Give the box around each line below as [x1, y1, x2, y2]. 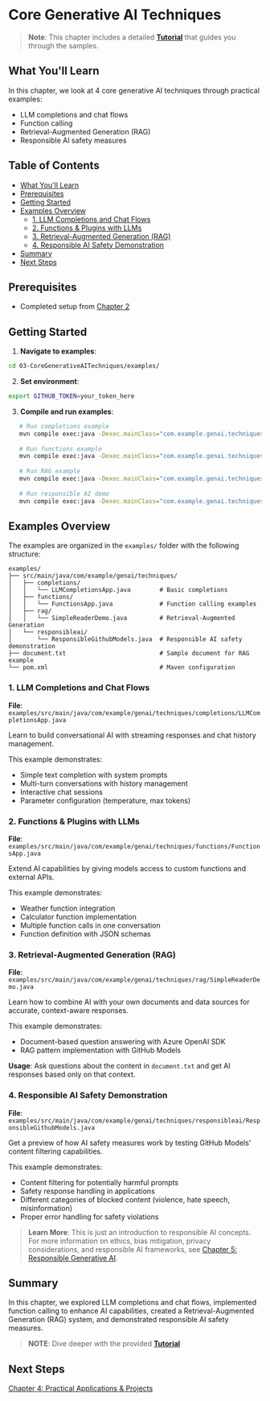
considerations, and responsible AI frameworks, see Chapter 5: [27, 1244, 238, 1254]
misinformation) [19, 1203, 73, 1213]
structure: [8, 549, 41, 559]
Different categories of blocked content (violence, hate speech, [19, 1194, 231, 1205]
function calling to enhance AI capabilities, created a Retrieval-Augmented [8, 1306, 255, 1316]
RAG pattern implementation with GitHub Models [19, 1045, 182, 1056]
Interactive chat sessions [19, 787, 103, 796]
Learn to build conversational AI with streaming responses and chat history [8, 730, 257, 740]
